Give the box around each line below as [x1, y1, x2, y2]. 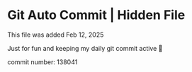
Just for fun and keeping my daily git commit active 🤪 [7, 44, 163, 52]
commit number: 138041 [7, 57, 78, 66]
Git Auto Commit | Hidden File [7, 7, 186, 23]
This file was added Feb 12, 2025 [7, 30, 104, 39]
